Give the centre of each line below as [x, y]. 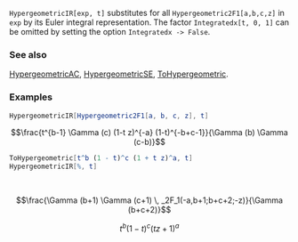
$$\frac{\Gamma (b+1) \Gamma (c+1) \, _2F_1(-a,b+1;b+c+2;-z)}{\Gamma [149, 200]
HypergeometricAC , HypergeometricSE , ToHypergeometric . [119, 74]
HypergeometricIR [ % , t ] [53, 167]
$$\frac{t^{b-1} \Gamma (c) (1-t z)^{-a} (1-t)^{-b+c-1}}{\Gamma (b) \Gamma [149, 133]
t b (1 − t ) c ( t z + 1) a [149, 228]
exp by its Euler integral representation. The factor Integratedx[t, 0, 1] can [149, 22]
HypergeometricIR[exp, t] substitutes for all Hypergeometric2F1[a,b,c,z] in [147, 13]
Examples [31, 97]
